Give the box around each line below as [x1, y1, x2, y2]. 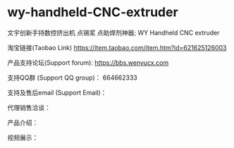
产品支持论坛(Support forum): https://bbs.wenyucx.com [7, 58, 169, 67]
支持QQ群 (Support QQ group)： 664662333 [7, 73, 137, 82]
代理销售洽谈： [7, 103, 51, 111]
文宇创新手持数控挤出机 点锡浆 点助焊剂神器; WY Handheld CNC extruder [7, 28, 220, 37]
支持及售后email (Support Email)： [7, 88, 107, 97]
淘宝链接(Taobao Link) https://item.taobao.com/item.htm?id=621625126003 [7, 43, 227, 51]
